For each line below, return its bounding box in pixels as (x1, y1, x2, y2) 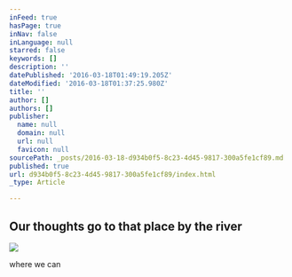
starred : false (9, 46, 66, 55)
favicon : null (17, 145, 69, 154)
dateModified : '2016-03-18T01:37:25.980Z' (9, 79, 169, 88)
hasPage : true (9, 21, 62, 30)
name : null (17, 121, 58, 130)
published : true (9, 162, 69, 170)
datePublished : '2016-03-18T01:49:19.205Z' (9, 71, 173, 80)
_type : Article (9, 178, 66, 187)
